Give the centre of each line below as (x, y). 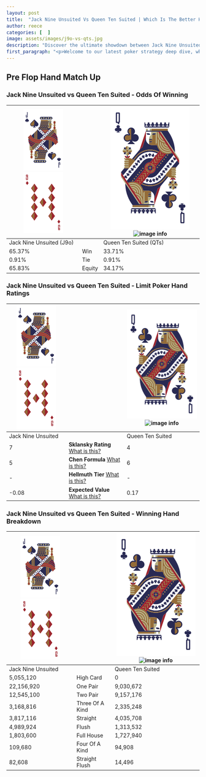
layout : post (23, 13)
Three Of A (90, 703)
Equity (90, 268)
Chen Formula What (94, 459)
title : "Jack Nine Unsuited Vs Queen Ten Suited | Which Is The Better (101, 19)
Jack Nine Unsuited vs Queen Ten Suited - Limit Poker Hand (97, 286)
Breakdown (24, 521)
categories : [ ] (29, 33)
